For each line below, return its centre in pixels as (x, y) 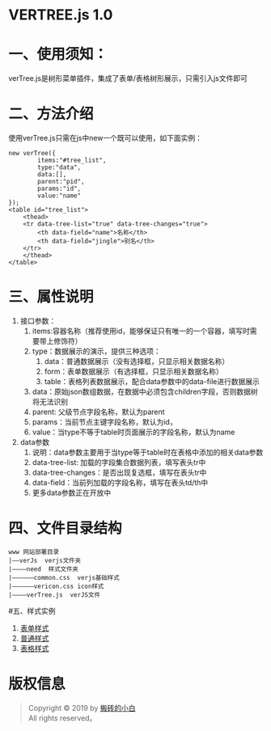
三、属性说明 (51, 297)
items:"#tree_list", (72, 161)
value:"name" (59, 196)
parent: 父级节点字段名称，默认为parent (98, 412)
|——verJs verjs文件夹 (45, 560)
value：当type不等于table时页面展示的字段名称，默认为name (133, 432)
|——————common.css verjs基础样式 (64, 577)
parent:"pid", (61, 182)
